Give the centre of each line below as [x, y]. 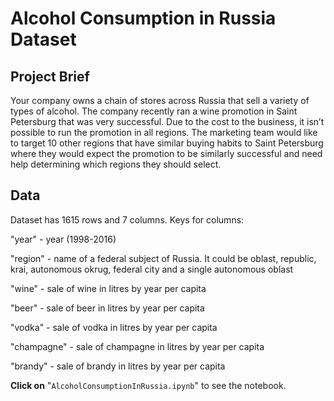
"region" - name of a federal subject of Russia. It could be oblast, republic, [163, 258]
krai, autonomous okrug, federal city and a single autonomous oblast [152, 269]
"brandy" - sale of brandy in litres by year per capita [118, 366]
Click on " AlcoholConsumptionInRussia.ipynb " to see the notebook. [148, 385]
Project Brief [50, 76]
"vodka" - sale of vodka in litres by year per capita [114, 327]
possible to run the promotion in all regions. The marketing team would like [164, 132]
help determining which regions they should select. [116, 164]
